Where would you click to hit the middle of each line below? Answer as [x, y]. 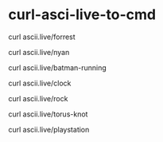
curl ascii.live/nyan [39, 52]
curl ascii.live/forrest [42, 37]
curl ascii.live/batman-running [58, 67]
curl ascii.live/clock [40, 83]
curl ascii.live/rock [38, 98]
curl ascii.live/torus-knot [48, 114]
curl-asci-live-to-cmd [82, 15]
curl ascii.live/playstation [49, 129]
